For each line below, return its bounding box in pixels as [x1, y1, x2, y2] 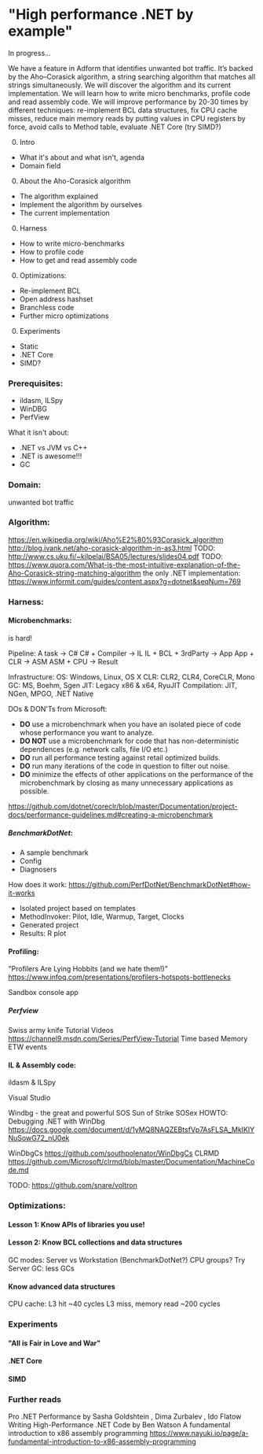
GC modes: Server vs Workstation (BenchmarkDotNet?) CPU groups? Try [8, 1256, 246, 1265]
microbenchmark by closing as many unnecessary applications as [19, 778, 234, 787]
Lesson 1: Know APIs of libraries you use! [8, 1219, 145, 1229]
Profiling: [8, 946, 39, 956]
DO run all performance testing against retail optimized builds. [19, 753, 221, 762]
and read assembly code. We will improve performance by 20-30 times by [8, 97, 249, 106]
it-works [8, 888, 35, 897]
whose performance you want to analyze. [19, 727, 155, 737]
